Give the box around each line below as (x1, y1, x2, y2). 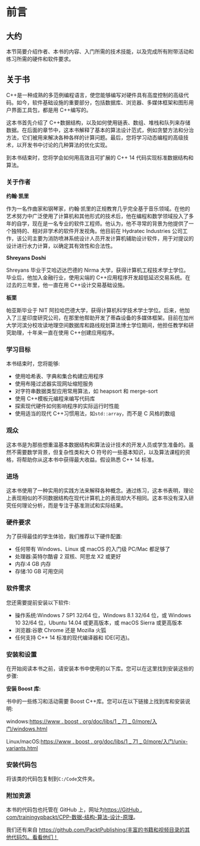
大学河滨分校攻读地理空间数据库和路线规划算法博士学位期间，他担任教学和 (6, 322, 189, 329)
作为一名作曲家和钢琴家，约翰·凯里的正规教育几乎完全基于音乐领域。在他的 (6, 205, 190, 212)
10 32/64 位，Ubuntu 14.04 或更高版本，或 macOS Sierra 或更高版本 (14, 619, 183, 626)
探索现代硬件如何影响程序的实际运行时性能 (14, 403, 120, 410)
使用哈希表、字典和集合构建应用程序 (14, 373, 104, 380)
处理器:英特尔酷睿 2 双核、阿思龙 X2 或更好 (14, 553, 121, 560)
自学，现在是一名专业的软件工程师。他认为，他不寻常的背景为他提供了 (16, 220, 189, 227)
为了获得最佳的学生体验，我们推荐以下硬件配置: (6, 533, 123, 540)
